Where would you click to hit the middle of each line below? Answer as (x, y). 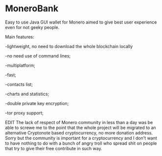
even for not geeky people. (32, 27)
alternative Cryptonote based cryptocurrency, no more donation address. (79, 132)
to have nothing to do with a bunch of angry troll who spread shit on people (81, 143)
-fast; (11, 75)
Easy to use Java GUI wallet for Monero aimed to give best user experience (81, 22)
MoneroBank (32, 9)
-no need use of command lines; (38, 56)
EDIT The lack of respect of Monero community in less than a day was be (79, 122)
